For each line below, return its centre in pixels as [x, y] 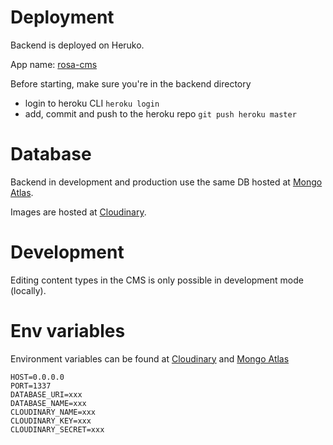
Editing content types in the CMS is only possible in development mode [157, 280]
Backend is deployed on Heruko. [77, 45]
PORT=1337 [31, 386]
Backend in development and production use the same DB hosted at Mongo [166, 182]
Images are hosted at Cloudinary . [78, 212]
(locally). [28, 290]
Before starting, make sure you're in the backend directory [131, 83]
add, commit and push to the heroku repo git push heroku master [160, 113]
